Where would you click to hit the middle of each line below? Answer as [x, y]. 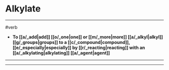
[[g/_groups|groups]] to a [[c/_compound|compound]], [71, 42]
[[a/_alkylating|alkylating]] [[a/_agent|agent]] [61, 52]
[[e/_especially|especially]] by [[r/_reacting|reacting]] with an [79, 47]
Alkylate [23, 9]
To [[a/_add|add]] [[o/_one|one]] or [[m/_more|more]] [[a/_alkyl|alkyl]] [88, 37]
